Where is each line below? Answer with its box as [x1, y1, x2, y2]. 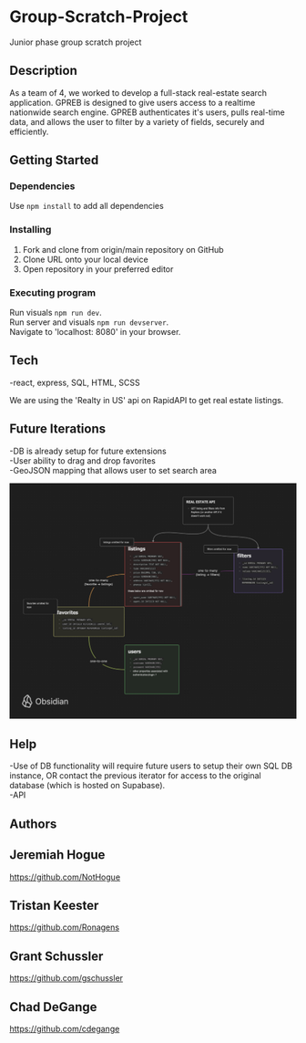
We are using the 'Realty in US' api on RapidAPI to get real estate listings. [9, 394, 284, 405]
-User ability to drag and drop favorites [9, 454, 157, 466]
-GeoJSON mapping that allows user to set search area [9, 464, 217, 475]
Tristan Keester [9, 898, 99, 913]
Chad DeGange [9, 999, 97, 1015]
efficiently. [9, 126, 49, 137]
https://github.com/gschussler [9, 973, 124, 984]
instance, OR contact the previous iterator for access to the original [9, 770, 261, 781]
